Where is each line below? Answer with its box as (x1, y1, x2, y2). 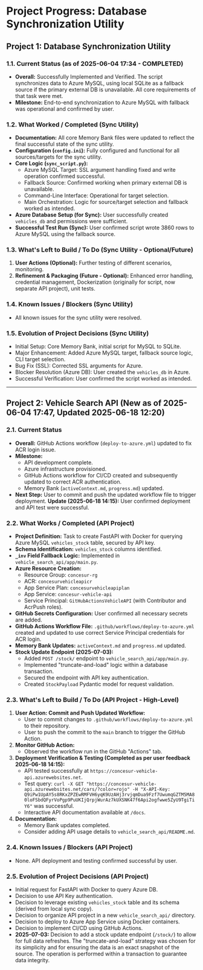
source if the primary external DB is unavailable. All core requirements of (14, 86, 196, 93)
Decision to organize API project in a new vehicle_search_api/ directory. (14, 911, 196, 919)
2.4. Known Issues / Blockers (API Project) (6, 843, 133, 851)
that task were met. (14, 92, 63, 99)
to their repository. (24, 722, 71, 730)
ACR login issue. (14, 446, 56, 453)
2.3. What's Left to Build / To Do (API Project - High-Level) (6, 695, 179, 704)
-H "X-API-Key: (132, 787, 171, 793)
